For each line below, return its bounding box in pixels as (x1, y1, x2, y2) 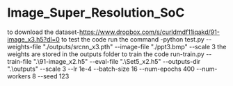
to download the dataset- (7, 28, 80, 36)
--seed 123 (37, 71, 70, 80)
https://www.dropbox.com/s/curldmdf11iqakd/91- (79, 28, 220, 36)
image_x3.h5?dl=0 (7, 35, 61, 43)
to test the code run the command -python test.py (61, 35, 205, 43)
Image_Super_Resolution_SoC (7, 5, 185, 21)
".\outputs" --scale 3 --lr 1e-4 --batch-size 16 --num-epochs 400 (7, 64, 195, 73)
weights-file (7, 42, 42, 51)
